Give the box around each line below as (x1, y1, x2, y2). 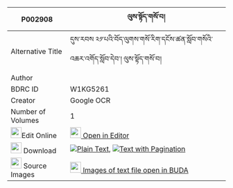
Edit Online (21, 131, 58, 140)
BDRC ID (10, 85, 40, 94)
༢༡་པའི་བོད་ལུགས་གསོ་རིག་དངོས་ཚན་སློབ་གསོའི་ (95, 35, 214, 44)
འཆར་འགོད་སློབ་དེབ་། (70, 54, 123, 63)
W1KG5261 (70, 85, 110, 94)
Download (23, 146, 57, 155)
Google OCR (70, 96, 111, 105)
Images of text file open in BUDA (83, 166, 189, 175)
